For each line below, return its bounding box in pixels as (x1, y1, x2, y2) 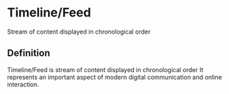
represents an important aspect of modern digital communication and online (7, 73, 222, 81)
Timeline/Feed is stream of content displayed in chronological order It (7, 65, 204, 73)
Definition (7, 47, 50, 59)
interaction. (7, 80, 40, 89)
